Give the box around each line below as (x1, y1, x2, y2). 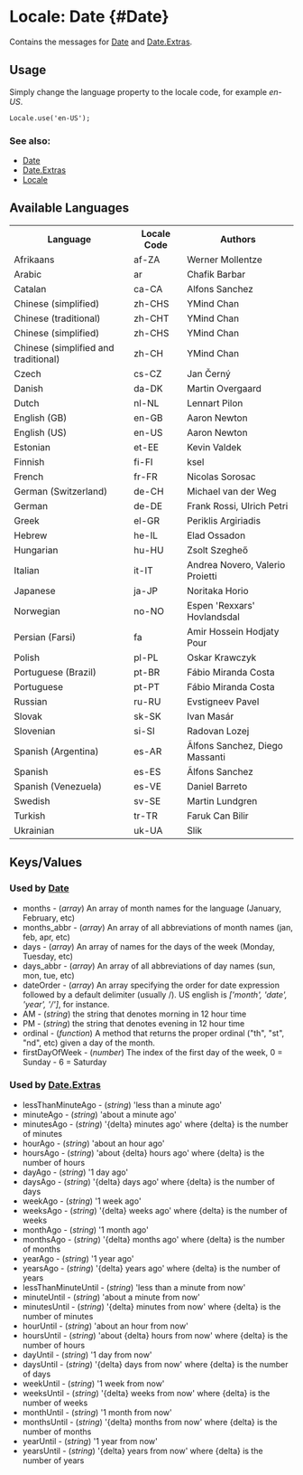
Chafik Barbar (186, 268, 246, 280)
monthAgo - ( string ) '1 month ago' (22, 1224, 149, 1235)
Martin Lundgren (186, 794, 258, 807)
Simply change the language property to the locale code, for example (9, 86, 268, 97)
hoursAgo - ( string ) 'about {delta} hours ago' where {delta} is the (22, 1147, 265, 1158)
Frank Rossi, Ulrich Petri (186, 499, 289, 512)
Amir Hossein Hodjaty (186, 625, 280, 638)
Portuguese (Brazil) (14, 666, 96, 678)
